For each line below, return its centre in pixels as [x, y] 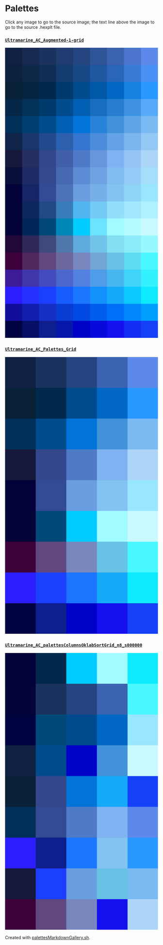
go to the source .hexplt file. [33, 27]
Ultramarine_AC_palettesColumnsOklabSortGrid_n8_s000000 [74, 645]
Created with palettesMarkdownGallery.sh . [48, 938]
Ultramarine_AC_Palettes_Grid [41, 349]
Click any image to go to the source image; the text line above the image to [80, 22]
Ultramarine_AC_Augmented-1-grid [44, 40]
